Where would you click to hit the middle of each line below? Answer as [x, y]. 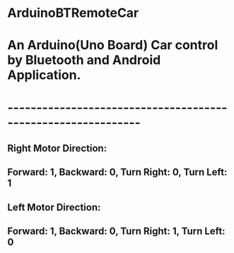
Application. [44, 75]
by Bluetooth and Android [84, 60]
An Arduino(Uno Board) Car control [113, 45]
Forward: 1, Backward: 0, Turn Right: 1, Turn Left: [116, 232]
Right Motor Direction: [57, 148]
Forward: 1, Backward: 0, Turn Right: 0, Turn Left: [117, 172]
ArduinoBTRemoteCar [73, 13]
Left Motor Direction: [54, 207]
